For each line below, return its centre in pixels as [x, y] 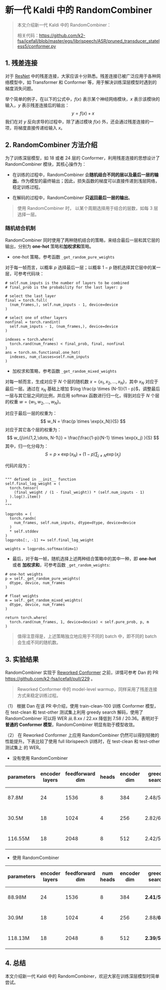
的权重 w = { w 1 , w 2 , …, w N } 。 [34, 402]
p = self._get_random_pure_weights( [43, 579]
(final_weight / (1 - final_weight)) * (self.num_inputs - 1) [79, 493]
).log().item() [25, 497]
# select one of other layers [36, 318]
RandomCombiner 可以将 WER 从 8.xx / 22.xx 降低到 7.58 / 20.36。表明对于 [82, 718]
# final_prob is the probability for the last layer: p [64, 287]
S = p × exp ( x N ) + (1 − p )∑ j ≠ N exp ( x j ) [83, 455]
